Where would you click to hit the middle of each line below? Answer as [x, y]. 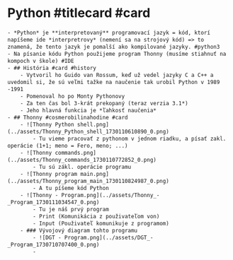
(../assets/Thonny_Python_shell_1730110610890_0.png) [89, 131]
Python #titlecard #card [79, 13]
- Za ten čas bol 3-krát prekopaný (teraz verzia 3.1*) [104, 103]
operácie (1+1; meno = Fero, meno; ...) [68, 146]
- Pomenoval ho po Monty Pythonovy [73, 96]
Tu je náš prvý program [74, 209]
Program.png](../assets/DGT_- [109, 237]
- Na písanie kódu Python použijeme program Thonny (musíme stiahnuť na [117, 54]
